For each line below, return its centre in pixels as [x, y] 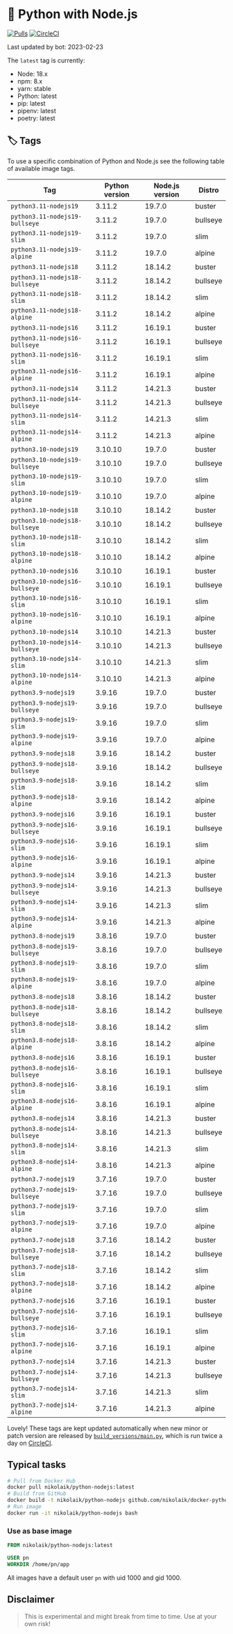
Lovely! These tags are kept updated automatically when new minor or [108, 1428]
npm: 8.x [30, 81]
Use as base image [40, 1530]
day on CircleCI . [30, 1443]
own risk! [37, 1624]
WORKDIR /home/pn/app [38, 1564]
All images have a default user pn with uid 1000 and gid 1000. [94, 1578]
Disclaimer [31, 1600]
